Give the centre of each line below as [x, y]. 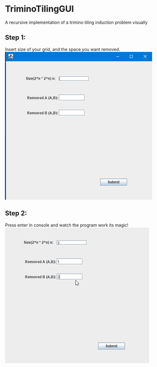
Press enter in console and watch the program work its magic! [67, 225]
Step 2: [16, 214]
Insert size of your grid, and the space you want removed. [63, 49]
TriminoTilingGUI [39, 9]
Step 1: [15, 38]
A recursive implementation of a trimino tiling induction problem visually [76, 22]
